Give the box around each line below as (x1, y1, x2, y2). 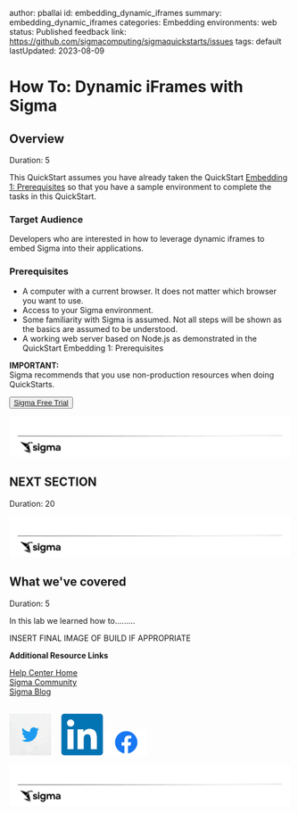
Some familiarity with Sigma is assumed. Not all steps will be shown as (21, 314, 283, 325)
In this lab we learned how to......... (9, 615, 136, 626)
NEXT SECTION (9, 475, 97, 490)
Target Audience (9, 213, 83, 226)
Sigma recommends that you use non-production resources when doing (9, 369, 275, 380)
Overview (9, 131, 65, 146)
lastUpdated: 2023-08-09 (9, 46, 105, 56)
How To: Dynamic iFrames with (9, 77, 244, 97)
